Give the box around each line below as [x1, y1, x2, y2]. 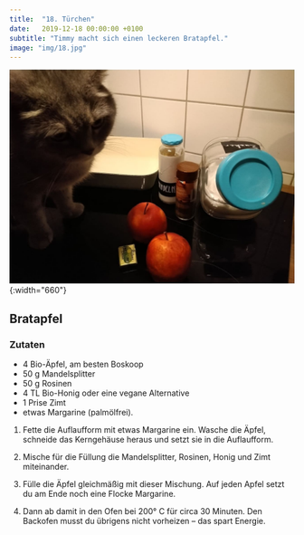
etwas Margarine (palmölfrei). [22, 406, 134, 417]
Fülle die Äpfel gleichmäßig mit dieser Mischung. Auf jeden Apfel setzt [22, 478, 285, 489]
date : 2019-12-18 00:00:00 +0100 [9, 24, 144, 33]
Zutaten [9, 338, 45, 350]
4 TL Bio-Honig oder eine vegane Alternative [22, 387, 190, 398]
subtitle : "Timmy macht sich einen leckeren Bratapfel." [9, 33, 229, 43]
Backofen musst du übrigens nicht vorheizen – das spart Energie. [22, 515, 266, 526]
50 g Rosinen [22, 377, 72, 388]
